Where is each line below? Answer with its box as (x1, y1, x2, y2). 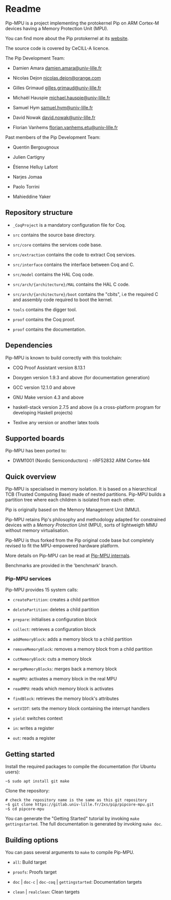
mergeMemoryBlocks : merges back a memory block (12, 666, 117, 672)
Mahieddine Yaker (12, 193, 51, 200)
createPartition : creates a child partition (12, 597, 100, 603)
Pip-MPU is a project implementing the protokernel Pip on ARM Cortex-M (5, 20, 159, 26)
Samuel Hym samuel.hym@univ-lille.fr (12, 104, 93, 110)
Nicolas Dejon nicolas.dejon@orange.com (12, 75, 101, 81)
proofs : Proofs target (12, 869, 57, 875)
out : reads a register (12, 735, 56, 741)
